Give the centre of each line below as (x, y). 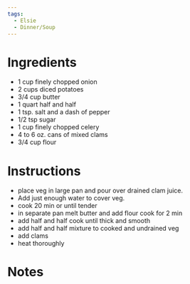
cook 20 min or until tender (57, 206)
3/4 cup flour (37, 142)
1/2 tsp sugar (37, 120)
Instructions (44, 171)
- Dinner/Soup (35, 27)
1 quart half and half (47, 104)
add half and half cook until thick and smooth (84, 221)
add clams (33, 236)
